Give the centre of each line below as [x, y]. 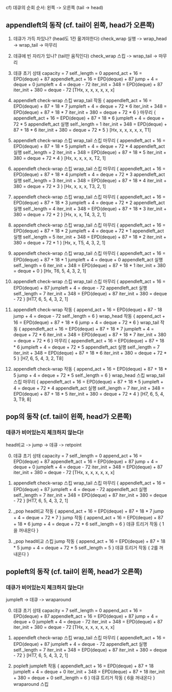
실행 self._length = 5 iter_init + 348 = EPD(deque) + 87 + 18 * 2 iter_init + [90, 237]
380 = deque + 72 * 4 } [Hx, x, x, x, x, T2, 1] [60, 158]
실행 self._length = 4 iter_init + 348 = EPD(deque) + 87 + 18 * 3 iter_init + [90, 209]
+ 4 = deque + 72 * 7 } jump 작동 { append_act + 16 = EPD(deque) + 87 [88, 517]
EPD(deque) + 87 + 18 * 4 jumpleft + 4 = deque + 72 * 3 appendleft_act [89, 174]
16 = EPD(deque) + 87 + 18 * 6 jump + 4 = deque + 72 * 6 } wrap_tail [86, 322]
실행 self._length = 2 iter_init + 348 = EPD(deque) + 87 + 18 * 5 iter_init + [90, 152]
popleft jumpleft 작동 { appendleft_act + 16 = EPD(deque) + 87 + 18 [83, 666]
